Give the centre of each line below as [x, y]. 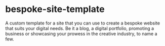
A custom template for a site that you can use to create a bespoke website [83, 23]
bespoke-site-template [55, 9]
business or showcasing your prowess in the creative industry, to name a [81, 33]
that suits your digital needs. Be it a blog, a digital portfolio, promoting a [80, 28]
